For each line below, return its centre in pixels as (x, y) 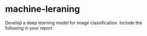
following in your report (29, 28)
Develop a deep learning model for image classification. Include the (74, 23)
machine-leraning (43, 9)
